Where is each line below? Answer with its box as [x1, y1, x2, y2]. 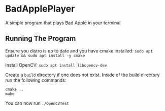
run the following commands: [5, 77, 67, 83]
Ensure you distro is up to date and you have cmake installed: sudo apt [5, 47, 153, 53]
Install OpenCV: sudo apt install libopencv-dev [5, 62, 108, 68]
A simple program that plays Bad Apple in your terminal [5, 20, 121, 26]
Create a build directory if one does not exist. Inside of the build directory [5, 72, 160, 78]
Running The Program [5, 34, 76, 43]
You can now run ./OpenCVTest [5, 100, 70, 106]
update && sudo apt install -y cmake [5, 53, 85, 58]
